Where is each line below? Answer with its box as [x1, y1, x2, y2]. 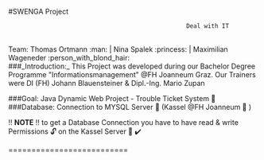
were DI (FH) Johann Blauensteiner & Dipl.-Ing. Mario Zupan [8, 79, 205, 88]
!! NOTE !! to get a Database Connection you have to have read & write [8, 118, 239, 127]
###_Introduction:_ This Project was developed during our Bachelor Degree [8, 61, 256, 71]
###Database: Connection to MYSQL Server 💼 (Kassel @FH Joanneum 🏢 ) [8, 103, 252, 111]
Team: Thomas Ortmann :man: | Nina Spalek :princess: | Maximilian [8, 45, 228, 54]
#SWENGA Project [8, 7, 69, 16]
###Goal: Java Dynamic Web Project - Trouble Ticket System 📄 [8, 94, 216, 103]
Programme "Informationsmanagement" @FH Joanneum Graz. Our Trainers [8, 70, 256, 79]
